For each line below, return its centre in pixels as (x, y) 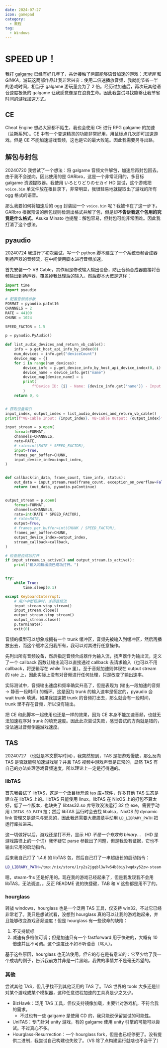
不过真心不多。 (37, 1028)
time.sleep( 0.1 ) (40, 587)
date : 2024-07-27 (23, 10)
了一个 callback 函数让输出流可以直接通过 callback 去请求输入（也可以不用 (81, 662)
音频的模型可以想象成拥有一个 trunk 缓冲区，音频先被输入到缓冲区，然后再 (81, 639)
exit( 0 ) (22, 629)
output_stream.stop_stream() (44, 615)
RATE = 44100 (19, 313)
